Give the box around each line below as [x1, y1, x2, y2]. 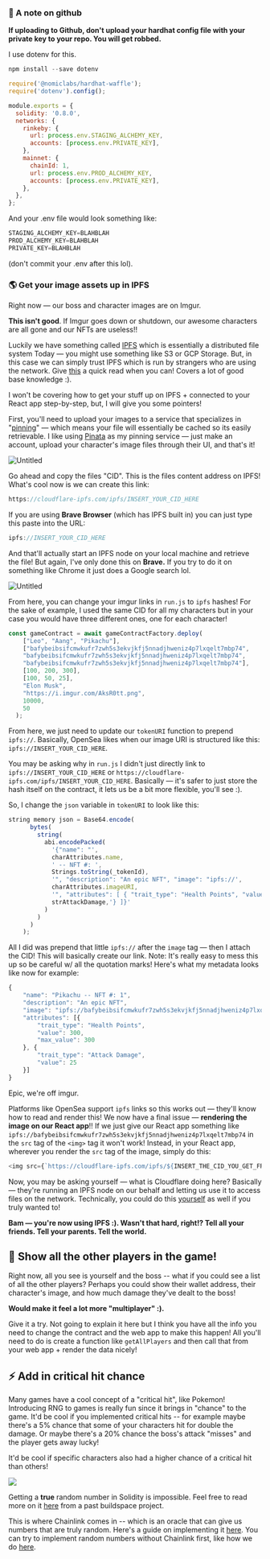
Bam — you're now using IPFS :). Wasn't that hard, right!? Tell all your [8, 1218, 244, 1227]
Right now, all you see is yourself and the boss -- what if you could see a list [8, 1271, 261, 1281]
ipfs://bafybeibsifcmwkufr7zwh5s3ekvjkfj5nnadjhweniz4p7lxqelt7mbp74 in [8, 1129, 255, 1139]
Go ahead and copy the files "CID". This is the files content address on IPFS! [8, 471, 261, 481]
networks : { [15, 117, 56, 125]
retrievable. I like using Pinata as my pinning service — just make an [8, 431, 233, 441]
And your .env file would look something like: [8, 213, 157, 224]
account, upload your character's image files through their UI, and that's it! [8, 440, 256, 450]
